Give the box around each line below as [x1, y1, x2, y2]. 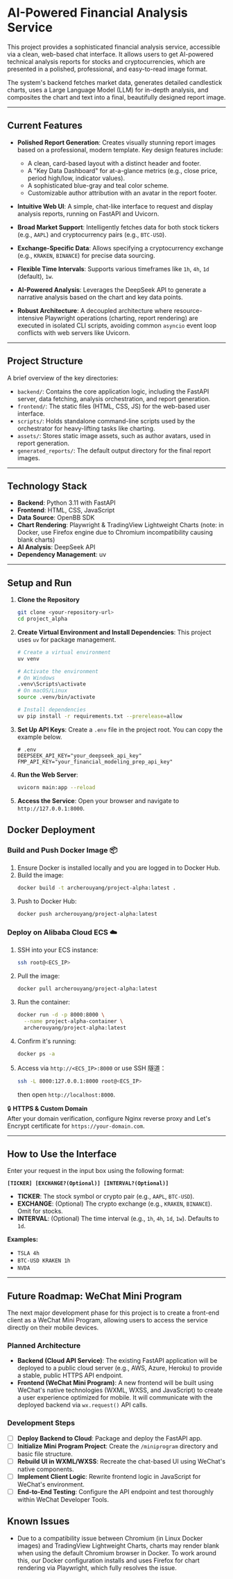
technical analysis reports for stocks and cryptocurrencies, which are [7, 57, 206, 65]
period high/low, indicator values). [27, 174, 126, 182]
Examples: [7, 1236, 38, 1244]
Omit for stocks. [17, 1207, 64, 1215]
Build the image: [17, 871, 64, 880]
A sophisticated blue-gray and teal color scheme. [27, 181, 169, 189]
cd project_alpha [17, 615, 68, 623]
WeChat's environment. [17, 1480, 85, 1489]
